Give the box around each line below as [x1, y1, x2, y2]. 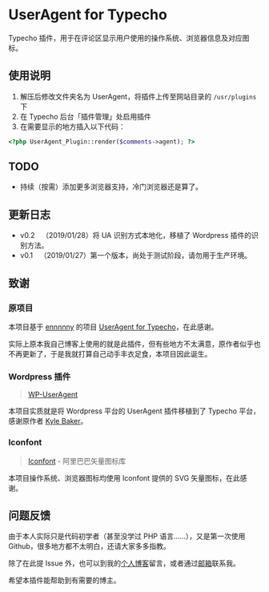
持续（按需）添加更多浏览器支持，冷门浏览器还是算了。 [19, 182, 203, 191]
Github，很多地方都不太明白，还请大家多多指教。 [8, 542, 171, 551]
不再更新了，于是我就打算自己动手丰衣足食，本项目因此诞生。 [8, 348, 212, 358]
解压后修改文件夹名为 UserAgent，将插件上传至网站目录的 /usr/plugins [19, 91, 257, 101]
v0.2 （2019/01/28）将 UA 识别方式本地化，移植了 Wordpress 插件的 [19, 231, 252, 240]
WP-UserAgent [27, 390, 78, 400]
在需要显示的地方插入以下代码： [19, 122, 126, 131]
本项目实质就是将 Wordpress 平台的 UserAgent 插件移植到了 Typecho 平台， [8, 406, 260, 416]
